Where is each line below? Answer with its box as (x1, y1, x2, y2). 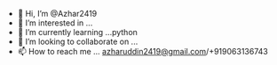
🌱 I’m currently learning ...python (17, 27, 138, 37)
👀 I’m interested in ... (17, 18, 93, 28)
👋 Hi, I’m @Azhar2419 (17, 9, 98, 18)
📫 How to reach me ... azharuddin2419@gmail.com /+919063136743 (17, 47, 268, 56)
